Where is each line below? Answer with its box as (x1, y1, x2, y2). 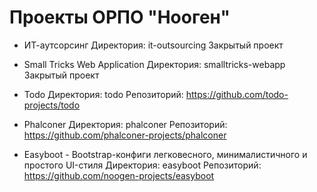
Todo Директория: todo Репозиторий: (23, 88, 184, 100)
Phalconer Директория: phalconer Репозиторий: (23, 118, 228, 130)
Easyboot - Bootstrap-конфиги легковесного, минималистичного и (23, 148, 308, 160)
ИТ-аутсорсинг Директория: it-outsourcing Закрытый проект (23, 39, 284, 51)
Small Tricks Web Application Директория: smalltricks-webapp (23, 58, 286, 70)
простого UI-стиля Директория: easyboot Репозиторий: (23, 159, 262, 171)
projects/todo (23, 99, 81, 111)
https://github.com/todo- (185, 88, 289, 100)
